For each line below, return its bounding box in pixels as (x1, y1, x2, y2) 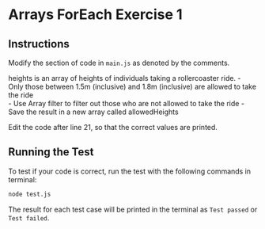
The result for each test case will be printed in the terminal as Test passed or (8, 204, 258, 214)
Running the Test (8, 145, 94, 159)
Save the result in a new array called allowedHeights (8, 107, 180, 116)
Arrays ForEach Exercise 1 (8, 6, 184, 24)
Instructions (8, 37, 70, 51)
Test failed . (8, 212, 50, 223)
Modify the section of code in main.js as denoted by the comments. (8, 58, 230, 67)
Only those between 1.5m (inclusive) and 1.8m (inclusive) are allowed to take (8, 82, 257, 91)
